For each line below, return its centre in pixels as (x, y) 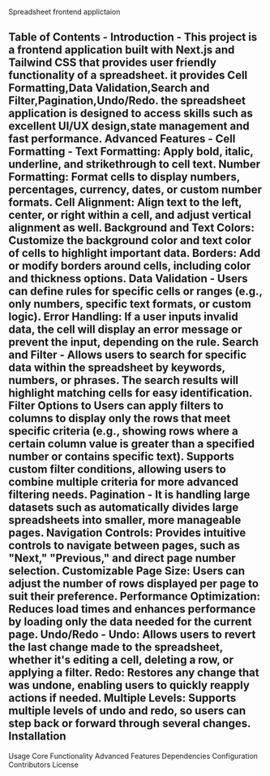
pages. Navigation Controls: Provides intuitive (127, 533)
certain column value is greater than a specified (132, 444)
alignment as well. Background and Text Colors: (132, 228)
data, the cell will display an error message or (125, 330)
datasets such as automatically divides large (124, 508)
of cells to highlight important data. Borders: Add (135, 253)
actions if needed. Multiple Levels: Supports (122, 698)
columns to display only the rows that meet (120, 419)
